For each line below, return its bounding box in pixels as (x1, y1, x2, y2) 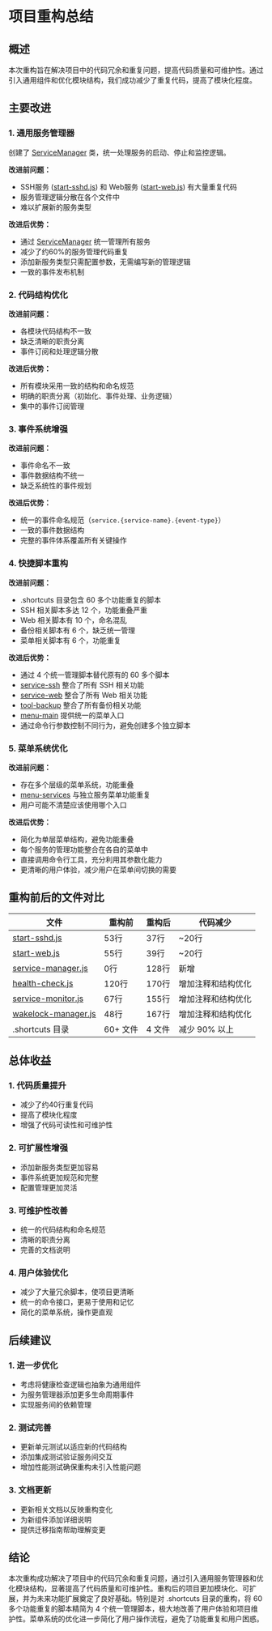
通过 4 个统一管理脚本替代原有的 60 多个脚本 (19, 670, 170, 679)
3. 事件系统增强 (8, 423, 69, 434)
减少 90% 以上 (178, 1024, 235, 1035)
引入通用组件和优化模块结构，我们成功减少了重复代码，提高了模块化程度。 (8, 75, 257, 85)
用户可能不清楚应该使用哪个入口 (19, 799, 127, 810)
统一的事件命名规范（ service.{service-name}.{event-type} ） (19, 515, 226, 525)
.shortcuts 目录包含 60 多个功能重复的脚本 (19, 594, 162, 604)
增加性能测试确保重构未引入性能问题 (19, 1463, 142, 1472)
